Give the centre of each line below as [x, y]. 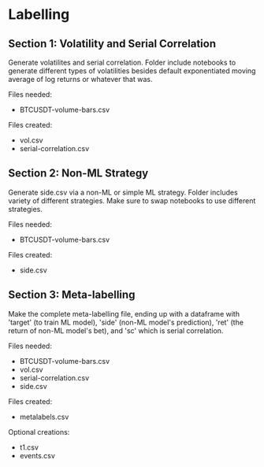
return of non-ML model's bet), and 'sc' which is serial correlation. [116, 330]
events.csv [37, 455]
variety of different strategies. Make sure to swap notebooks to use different [132, 200]
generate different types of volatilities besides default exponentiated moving [132, 71]
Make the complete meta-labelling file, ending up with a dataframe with [124, 313]
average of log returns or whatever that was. [80, 79]
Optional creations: [39, 432]
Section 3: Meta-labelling [72, 295]
